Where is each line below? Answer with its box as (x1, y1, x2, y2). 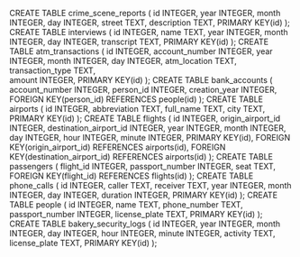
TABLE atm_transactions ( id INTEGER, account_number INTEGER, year (9, 46, 273, 57)
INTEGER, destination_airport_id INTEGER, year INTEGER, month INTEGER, (9, 123, 286, 133)
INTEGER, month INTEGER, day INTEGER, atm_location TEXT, (9, 56, 237, 66)
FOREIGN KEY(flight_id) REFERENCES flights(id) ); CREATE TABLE (9, 170, 254, 181)
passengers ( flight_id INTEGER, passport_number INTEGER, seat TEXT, (9, 161, 277, 171)
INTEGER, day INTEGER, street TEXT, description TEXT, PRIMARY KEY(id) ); (9, 17, 291, 28)
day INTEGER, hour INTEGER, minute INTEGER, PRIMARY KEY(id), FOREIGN (9, 133, 291, 142)
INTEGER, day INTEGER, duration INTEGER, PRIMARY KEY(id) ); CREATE (9, 189, 277, 200)
